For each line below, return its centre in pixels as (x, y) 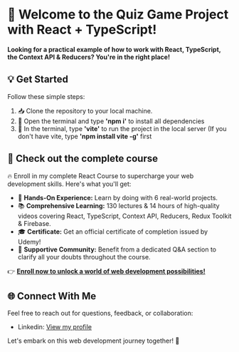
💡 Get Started (38, 79)
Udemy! (29, 242)
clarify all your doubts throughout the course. (84, 257)
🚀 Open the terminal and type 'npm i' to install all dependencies (111, 121)
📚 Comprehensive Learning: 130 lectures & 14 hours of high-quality (118, 205)
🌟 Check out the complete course (83, 159)
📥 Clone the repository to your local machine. (85, 110)
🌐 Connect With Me (52, 296)
